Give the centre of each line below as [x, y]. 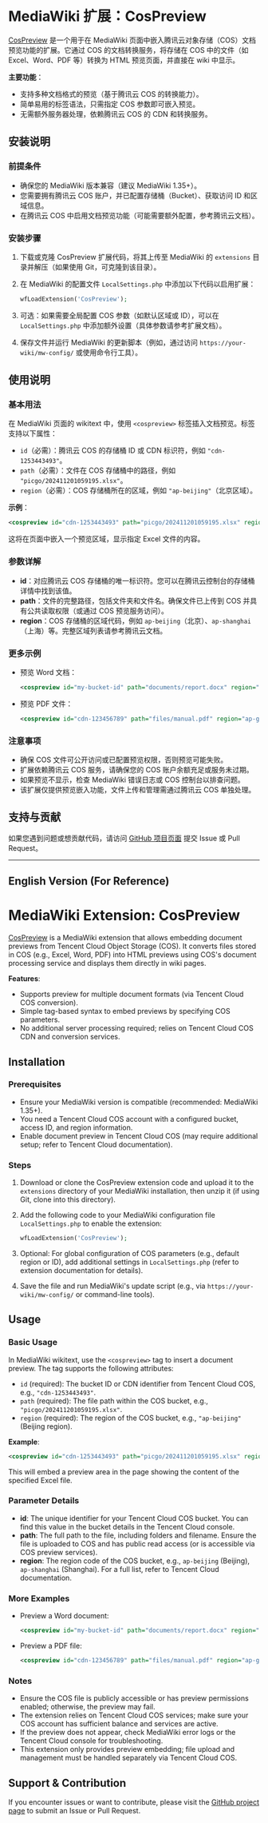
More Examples [39, 1598]
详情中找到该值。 [48, 590]
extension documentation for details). [81, 1271]
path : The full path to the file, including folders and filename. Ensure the [138, 1535]
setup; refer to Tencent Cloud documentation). [96, 1144]
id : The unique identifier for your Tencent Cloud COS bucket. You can [134, 1518]
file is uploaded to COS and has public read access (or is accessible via [137, 1543]
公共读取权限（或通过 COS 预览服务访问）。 [98, 610]
